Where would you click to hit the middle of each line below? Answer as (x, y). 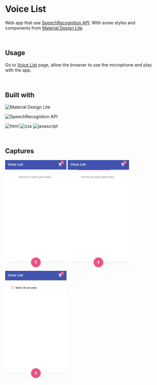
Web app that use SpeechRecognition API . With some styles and (70, 23)
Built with (20, 95)
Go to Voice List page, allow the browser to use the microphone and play (78, 64)
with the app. (18, 70)
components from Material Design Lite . (44, 28)
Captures (20, 151)
